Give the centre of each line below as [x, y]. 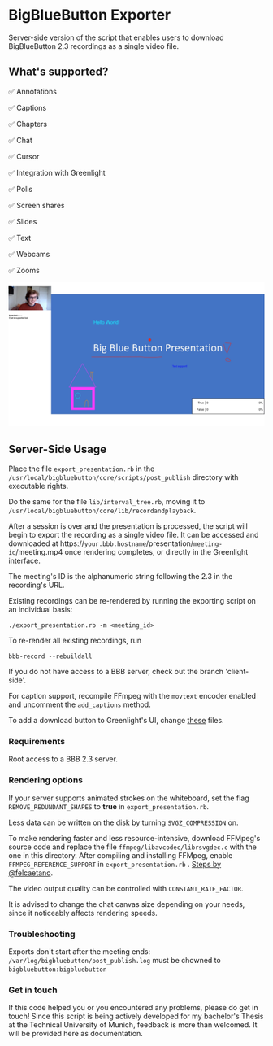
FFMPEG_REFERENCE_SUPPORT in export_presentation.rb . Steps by [115, 864]
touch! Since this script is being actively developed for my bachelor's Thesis [136, 1016]
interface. [24, 561]
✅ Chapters [28, 124]
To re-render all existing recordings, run [75, 641]
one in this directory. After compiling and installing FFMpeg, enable [121, 855]
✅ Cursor [24, 156]
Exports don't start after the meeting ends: [80, 951]
